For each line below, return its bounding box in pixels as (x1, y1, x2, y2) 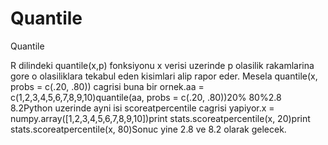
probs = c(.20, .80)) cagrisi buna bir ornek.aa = (10, 80, 205, 92)
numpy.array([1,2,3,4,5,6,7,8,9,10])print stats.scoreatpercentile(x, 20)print (10, 112, 311, 124)
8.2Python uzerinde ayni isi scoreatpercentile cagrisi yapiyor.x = (10, 102, 275, 114)
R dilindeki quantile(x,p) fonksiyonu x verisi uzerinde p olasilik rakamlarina (10, 59, 315, 71)
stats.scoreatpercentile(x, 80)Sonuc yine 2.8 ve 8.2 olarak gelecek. (10, 123, 287, 135)
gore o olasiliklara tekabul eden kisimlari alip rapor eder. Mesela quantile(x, (10, 70, 318, 82)
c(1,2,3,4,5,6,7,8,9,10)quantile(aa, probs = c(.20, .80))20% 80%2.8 (10, 91, 282, 103)
